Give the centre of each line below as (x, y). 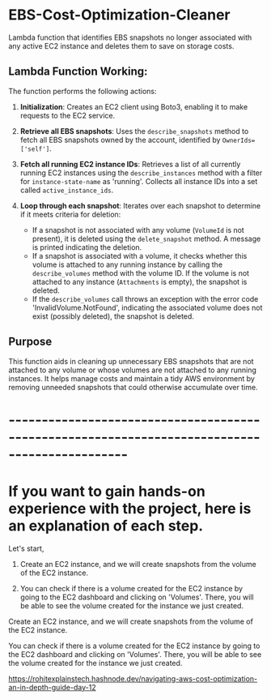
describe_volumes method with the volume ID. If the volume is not (140, 273)
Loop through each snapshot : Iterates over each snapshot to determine (140, 205)
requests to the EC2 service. (68, 115)
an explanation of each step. (106, 526)
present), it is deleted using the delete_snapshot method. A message (146, 238)
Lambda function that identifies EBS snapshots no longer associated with (130, 37)
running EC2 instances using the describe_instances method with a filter (141, 173)
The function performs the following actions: (83, 91)
